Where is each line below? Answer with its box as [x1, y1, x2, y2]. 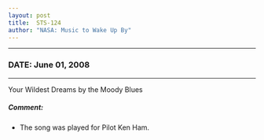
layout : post [8, 11, 51, 20]
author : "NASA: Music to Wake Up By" [8, 26, 132, 34]
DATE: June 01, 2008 [8, 60, 90, 71]
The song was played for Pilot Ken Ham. [19, 123, 150, 132]
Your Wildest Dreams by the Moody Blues [8, 84, 143, 94]
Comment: [8, 103, 44, 112]
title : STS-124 [8, 19, 61, 27]
